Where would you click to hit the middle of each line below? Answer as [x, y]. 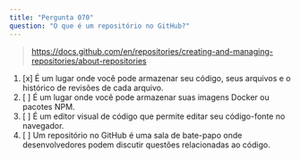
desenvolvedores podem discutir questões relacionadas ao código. [146, 145]
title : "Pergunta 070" [51, 17]
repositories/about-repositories [89, 61]
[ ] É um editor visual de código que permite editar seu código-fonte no [154, 116]
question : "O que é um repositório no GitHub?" [100, 26]
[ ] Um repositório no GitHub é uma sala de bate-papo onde [132, 135]
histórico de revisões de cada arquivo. [93, 88]
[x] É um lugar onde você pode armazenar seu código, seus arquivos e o [156, 78]
